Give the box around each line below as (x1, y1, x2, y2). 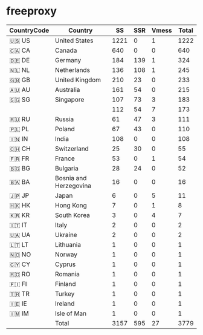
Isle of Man (55, 309, 87, 317)
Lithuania (55, 240, 82, 249)
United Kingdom (55, 76, 101, 84)
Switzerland (55, 144, 89, 152)
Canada (55, 46, 77, 54)
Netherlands (55, 65, 91, 74)
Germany (55, 56, 82, 64)
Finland (55, 279, 76, 288)
